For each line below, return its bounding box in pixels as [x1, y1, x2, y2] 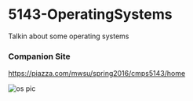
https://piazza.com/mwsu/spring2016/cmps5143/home [8, 69, 186, 78]
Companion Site [8, 51, 71, 62]
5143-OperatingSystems [8, 5, 173, 23]
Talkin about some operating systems [8, 31, 129, 41]
